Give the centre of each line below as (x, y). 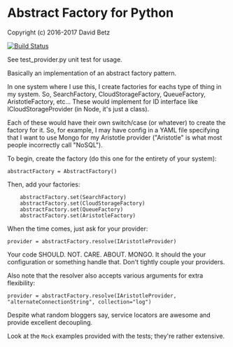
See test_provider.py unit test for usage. (65, 59)
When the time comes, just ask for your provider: (78, 229)
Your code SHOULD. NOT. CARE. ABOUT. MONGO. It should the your (107, 254)
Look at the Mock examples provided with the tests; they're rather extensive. (116, 336)
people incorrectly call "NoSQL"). (55, 144)
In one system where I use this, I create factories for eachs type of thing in (114, 86)
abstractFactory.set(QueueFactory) (72, 209)
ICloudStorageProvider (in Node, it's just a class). (78, 109)
